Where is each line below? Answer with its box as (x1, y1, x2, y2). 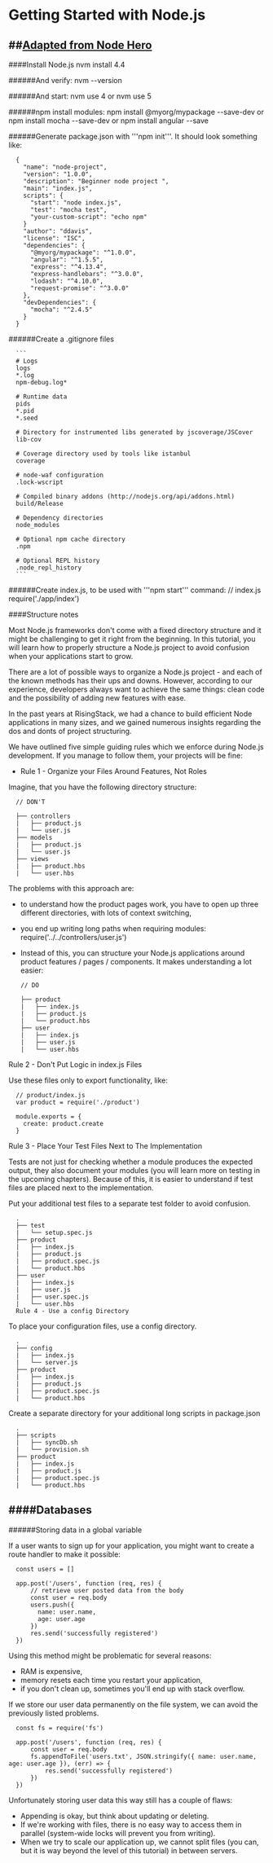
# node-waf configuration (15, 471, 104, 479)
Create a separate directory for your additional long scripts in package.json (8, 1408, 261, 1418)
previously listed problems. (8, 1708, 99, 1718)
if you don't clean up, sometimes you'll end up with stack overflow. (20, 1684, 245, 1694)
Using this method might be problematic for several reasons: (8, 1650, 212, 1660)
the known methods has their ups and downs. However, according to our (8, 676, 253, 685)
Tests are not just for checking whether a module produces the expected (8, 1157, 253, 1167)
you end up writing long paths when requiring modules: (20, 924, 206, 934)
